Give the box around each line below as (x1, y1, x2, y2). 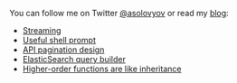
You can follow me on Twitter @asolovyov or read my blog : (9, 8, 229, 18)
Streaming (22, 25, 62, 35)
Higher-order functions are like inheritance (22, 63, 182, 74)
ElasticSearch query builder (22, 54, 127, 64)
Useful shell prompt (22, 35, 97, 45)
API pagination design (22, 44, 105, 55)
